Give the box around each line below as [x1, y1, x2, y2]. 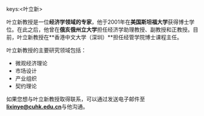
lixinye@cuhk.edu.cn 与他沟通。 [6, 103, 88, 110]
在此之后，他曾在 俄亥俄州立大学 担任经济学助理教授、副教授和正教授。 [16, 26, 193, 33]
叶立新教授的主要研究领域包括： [6, 46, 86, 54]
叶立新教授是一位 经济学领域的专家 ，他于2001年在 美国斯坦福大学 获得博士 [6, 18, 189, 26]
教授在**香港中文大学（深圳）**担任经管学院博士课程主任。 [32, 34, 183, 41]
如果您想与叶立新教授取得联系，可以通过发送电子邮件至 [6, 95, 145, 103]
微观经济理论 [15, 60, 47, 67]
